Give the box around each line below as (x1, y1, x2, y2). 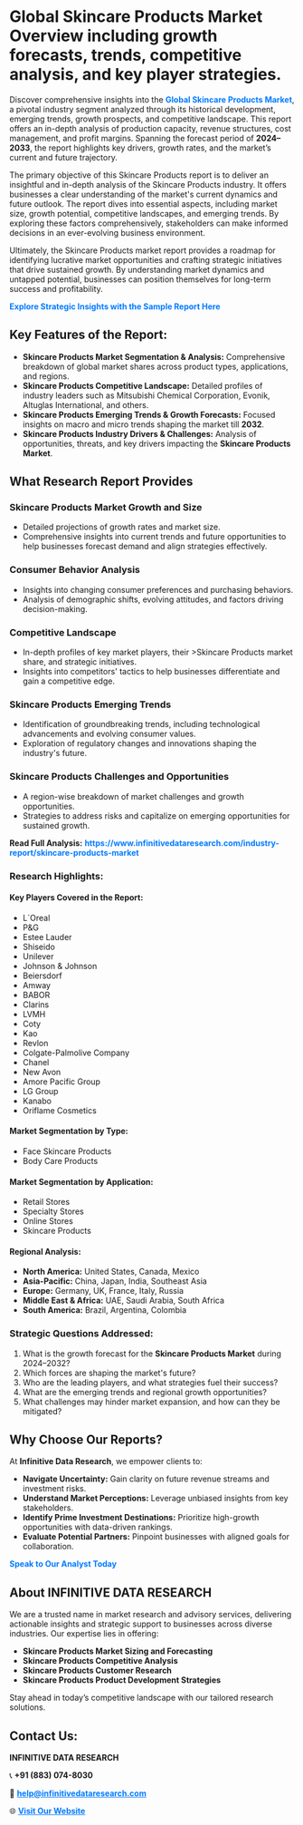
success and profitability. (9, 283, 104, 294)
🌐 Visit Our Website (9, 1806, 86, 1817)
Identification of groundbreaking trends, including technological (22, 719, 260, 730)
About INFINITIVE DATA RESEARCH (9, 1585, 213, 1600)
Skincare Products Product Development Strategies (22, 1675, 222, 1685)
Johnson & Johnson (22, 960, 98, 971)
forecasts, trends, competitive (9, 45, 242, 65)
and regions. (22, 370, 70, 382)
